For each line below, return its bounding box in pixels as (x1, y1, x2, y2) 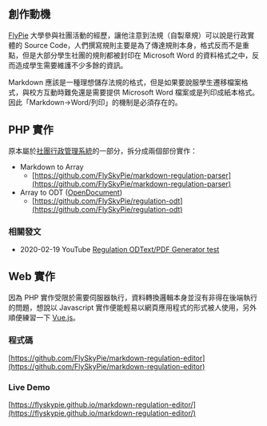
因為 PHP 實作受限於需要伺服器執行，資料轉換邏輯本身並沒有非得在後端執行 (8, 292, 258, 302)
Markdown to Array (19, 162, 84, 171)
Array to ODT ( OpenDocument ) (19, 187, 122, 197)
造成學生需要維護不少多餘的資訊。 (14, 60, 128, 70)
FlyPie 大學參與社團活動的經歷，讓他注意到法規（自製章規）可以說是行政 (8, 30, 248, 40)
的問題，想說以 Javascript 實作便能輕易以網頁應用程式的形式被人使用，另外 (8, 303, 257, 312)
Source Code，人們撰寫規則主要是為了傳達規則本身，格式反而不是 (23, 40, 243, 50)
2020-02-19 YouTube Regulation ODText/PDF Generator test (19, 244, 220, 254)
